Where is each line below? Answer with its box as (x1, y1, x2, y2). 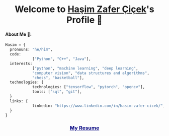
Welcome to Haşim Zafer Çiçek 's (15, 4, 154, 15)
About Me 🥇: (5, 31, 32, 37)
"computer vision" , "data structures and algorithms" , (32, 71, 150, 76)
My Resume (69, 124, 100, 131)
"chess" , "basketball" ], (32, 75, 84, 80)
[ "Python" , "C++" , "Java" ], (32, 56, 92, 61)
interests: (10, 61, 33, 66)
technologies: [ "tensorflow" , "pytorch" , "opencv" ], (32, 85, 145, 90)
